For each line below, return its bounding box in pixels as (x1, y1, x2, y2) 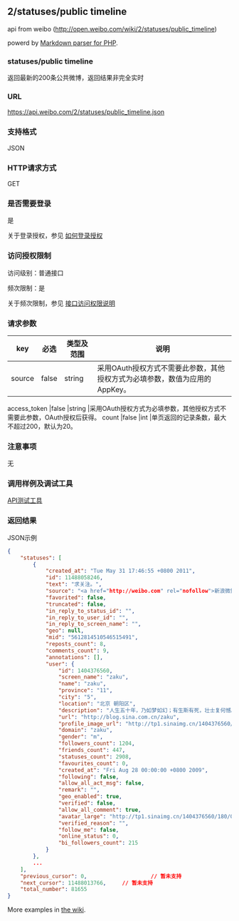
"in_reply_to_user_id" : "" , (45, 614, 129, 621)
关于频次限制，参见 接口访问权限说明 (7, 299, 115, 307)
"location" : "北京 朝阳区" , (58, 700, 137, 707)
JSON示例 (7, 533, 38, 541)
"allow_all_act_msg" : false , (58, 780, 144, 787)
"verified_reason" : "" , (58, 820, 129, 827)
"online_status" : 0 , (58, 833, 119, 840)
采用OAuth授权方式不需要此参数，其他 (97, 363, 225, 373)
